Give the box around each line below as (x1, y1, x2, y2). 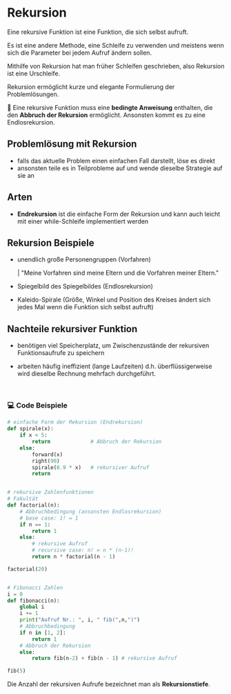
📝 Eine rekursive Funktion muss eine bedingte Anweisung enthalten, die (7, 103, 213, 111)
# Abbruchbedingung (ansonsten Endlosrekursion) (19, 508, 162, 515)
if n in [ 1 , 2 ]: (19, 629, 67, 636)
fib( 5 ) (7, 668, 26, 675)
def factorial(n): (7, 502, 60, 509)
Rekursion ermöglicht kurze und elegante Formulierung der (7, 82, 175, 91)
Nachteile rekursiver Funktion (7, 323, 138, 335)
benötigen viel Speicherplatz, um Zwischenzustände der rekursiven (17, 341, 210, 350)
